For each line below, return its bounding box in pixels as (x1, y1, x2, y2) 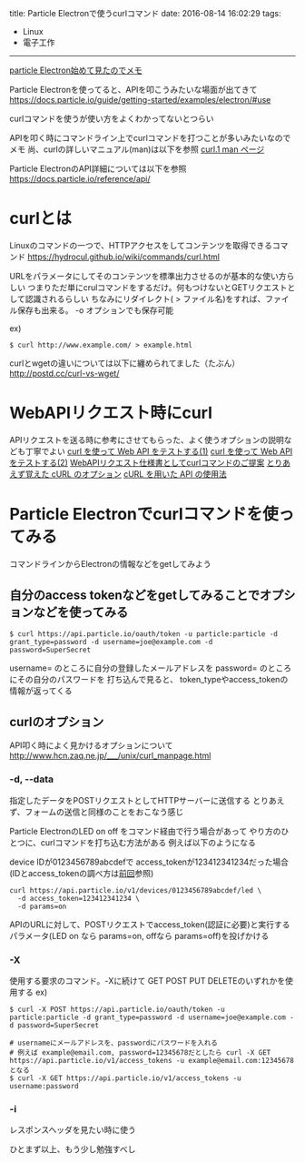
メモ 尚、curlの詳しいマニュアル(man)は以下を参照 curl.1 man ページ (9, 144, 265, 155)
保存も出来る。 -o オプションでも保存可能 (16, 304, 174, 316)
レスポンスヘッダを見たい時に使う (9, 1125, 136, 1136)
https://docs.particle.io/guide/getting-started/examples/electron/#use (9, 95, 271, 105)
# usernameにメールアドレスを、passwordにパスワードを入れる (9, 1038, 218, 1048)
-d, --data (9, 773, 54, 785)
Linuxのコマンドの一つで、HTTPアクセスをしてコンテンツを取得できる (9, 239, 272, 250)
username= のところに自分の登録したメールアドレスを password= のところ (9, 662, 292, 673)
